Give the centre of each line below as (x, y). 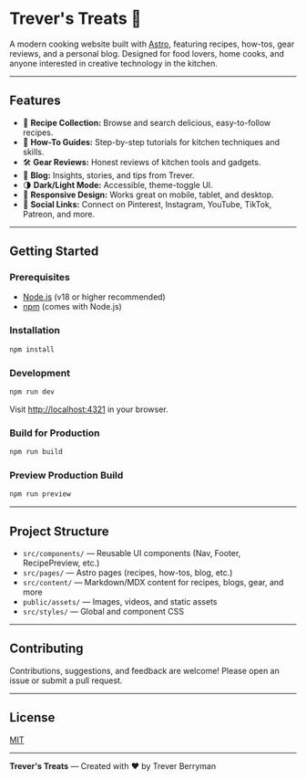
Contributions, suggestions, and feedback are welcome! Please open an (144, 670)
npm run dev (32, 392)
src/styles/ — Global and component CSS (103, 611)
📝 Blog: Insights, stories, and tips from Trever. (108, 175)
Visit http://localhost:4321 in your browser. (89, 409)
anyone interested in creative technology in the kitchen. (114, 63)
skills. (33, 152)
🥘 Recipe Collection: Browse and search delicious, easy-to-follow (147, 122)
